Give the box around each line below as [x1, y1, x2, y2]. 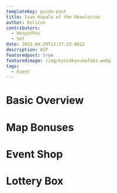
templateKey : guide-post [6, 8, 67, 15]
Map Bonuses [6, 121, 74, 134]
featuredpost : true [6, 52, 54, 58]
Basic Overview [6, 94, 84, 107]
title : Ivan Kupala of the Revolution [6, 14, 101, 20]
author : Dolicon [6, 19, 46, 25]
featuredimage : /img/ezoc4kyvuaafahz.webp [6, 57, 111, 63]
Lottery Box [6, 174, 64, 188]
